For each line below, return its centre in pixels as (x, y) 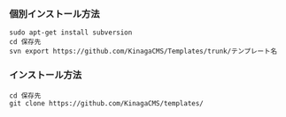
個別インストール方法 (54, 13)
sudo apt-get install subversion (71, 33)
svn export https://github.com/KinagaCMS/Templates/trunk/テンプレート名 (143, 51)
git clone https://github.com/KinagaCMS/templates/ (106, 103)
